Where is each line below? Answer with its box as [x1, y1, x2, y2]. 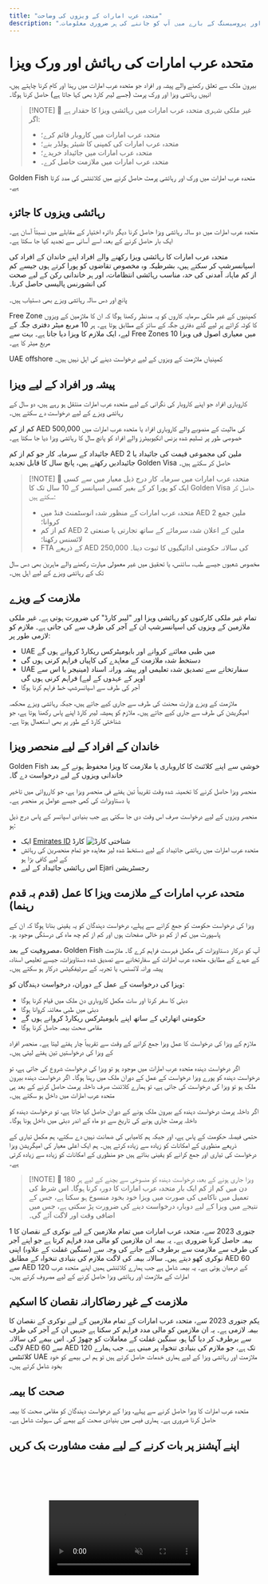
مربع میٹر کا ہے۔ [9, 338, 51, 348]
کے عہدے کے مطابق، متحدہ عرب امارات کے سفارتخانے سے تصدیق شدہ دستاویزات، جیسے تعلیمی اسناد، [9, 954, 260, 964]
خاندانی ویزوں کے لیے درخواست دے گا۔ [9, 770, 124, 780]
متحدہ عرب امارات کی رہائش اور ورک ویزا [9, 54, 254, 72]
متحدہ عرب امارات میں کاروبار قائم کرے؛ [40, 130, 160, 140]
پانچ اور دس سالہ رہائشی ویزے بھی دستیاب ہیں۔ [9, 295, 128, 305]
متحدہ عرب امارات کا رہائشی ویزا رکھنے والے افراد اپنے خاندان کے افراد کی [9, 252, 228, 262]
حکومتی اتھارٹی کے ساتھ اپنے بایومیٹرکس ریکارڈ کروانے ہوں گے [20, 1013, 206, 1022]
